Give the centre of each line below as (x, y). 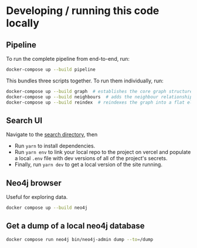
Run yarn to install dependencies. (55, 146)
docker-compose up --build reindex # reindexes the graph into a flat (95, 102)
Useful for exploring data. (37, 197)
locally (23, 23)
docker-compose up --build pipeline (51, 70)
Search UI (24, 120)
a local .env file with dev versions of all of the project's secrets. (91, 159)
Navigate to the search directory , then (52, 135)
